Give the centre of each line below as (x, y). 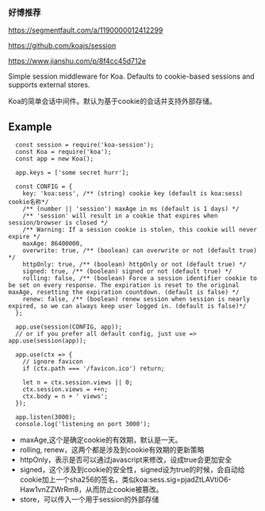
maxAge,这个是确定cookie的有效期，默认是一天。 (101, 440)
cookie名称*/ (29, 202)
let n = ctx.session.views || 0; (78, 382)
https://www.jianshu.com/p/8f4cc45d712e (77, 61)
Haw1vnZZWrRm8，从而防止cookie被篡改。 (91, 490)
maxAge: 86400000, (53, 244)
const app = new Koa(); (54, 159)
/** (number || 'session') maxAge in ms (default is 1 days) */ (131, 209)
